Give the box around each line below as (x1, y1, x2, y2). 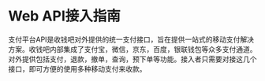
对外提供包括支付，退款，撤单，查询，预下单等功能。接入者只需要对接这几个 (8, 54, 257, 64)
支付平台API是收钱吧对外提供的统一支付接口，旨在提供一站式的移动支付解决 (8, 35, 255, 44)
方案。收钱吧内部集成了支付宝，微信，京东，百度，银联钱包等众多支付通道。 (8, 44, 257, 53)
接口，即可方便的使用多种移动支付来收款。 (8, 64, 147, 73)
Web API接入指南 (8, 7, 121, 25)
